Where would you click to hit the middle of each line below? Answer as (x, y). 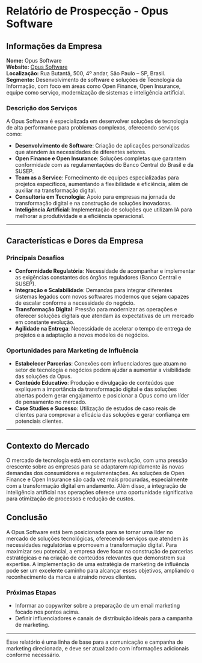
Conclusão (27, 518)
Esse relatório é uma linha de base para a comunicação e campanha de (95, 642)
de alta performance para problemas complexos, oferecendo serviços (93, 128)
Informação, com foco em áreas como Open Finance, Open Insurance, (93, 86)
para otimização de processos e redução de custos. (71, 499)
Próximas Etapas (31, 593)
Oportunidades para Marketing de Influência (73, 350)
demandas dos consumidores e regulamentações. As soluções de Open (95, 473)
